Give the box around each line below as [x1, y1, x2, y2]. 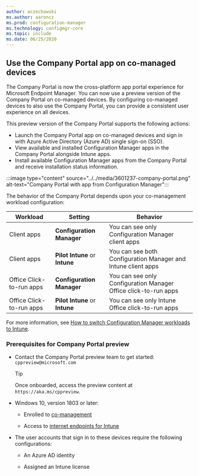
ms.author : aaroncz [6, 14, 54, 20]
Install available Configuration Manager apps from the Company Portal [14, 157, 187, 164]
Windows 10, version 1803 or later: [14, 399, 99, 407]
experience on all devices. [6, 108, 70, 116]
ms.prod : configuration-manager [6, 20, 86, 26]
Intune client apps [109, 262, 159, 270]
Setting [69, 212, 90, 221]
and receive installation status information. [14, 163, 118, 170]
